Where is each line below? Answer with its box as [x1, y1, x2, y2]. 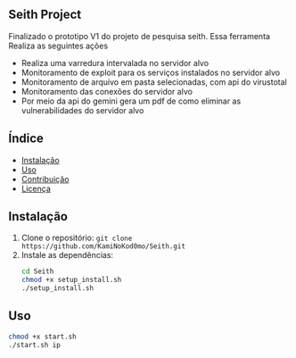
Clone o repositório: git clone [21, 232, 133, 244]
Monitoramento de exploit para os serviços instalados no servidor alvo [21, 67, 281, 78]
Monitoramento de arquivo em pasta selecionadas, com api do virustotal [21, 76, 287, 87]
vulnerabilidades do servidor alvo [21, 104, 144, 115]
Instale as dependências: [21, 250, 113, 261]
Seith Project [8, 7, 82, 22]
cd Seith [21, 267, 54, 276]
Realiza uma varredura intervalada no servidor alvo [21, 57, 210, 68]
